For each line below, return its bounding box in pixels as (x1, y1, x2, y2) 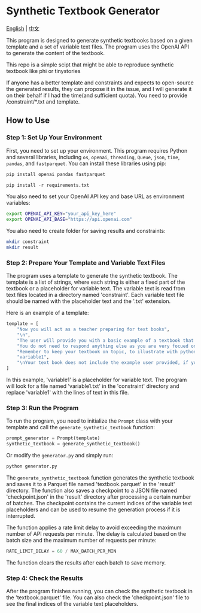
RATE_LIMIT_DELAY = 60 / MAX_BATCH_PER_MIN (6, 548, 117, 554)
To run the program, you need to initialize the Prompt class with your (6, 417, 173, 424)
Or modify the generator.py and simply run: (6, 452, 114, 459)
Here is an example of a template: (6, 309, 89, 317)
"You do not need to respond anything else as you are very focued (17, 343, 188, 349)
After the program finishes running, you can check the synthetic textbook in (6, 588, 193, 595)
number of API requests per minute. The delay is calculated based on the (6, 530, 187, 537)
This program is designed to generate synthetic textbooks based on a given (6, 37, 193, 44)
